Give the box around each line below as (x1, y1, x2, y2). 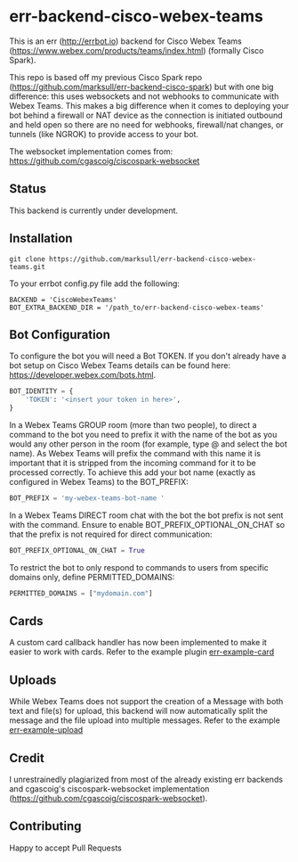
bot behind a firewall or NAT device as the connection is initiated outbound (9, 110, 283, 120)
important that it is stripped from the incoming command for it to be (9, 457, 256, 468)
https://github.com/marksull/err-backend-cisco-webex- (48, 254, 256, 264)
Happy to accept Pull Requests (9, 842, 122, 853)
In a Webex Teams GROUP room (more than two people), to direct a (9, 420, 257, 430)
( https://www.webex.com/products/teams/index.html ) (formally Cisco (9, 45, 264, 55)
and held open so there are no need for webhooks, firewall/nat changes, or (9, 119, 284, 130)
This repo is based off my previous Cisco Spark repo (9, 71, 203, 82)
